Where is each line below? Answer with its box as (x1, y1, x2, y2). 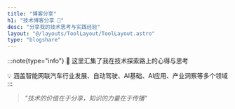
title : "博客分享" (7, 10, 58, 18)
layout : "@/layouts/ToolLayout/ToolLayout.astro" (7, 30, 156, 37)
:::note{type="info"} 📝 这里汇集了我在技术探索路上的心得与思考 (7, 57, 189, 65)
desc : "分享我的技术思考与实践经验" (7, 23, 100, 30)
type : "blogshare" (7, 37, 61, 44)
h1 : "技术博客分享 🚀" (7, 17, 65, 24)
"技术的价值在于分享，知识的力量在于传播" (24, 94, 147, 103)
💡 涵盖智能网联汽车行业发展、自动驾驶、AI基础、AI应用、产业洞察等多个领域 (7, 72, 228, 80)
